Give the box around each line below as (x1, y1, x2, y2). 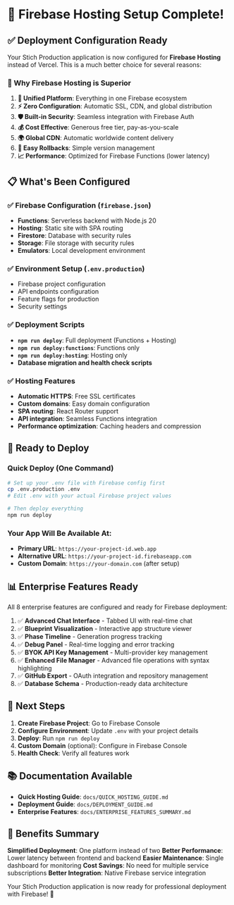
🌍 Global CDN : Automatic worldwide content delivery (17, 134, 174, 142)
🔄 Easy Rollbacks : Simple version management (17, 144, 155, 152)
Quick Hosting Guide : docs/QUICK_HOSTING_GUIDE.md (17, 792, 169, 801)
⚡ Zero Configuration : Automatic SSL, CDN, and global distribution (17, 102, 213, 111)
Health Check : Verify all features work (17, 749, 130, 757)
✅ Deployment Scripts (7, 320, 85, 330)
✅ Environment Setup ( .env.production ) (7, 263, 145, 273)
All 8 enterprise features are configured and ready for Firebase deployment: (7, 603, 228, 611)
